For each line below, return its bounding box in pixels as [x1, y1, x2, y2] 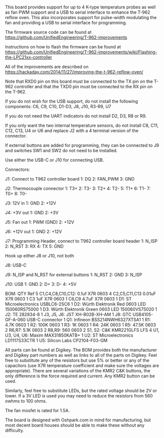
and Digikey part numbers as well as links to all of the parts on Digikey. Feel [5, 352, 158, 358]
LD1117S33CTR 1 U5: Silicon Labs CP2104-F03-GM [5, 338, 108, 343]
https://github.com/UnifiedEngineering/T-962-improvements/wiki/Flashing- [5, 49, 158, 55]
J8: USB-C [5, 262, 27, 268]
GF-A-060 [5, 317, 26, 323]
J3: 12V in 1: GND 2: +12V [5, 200, 56, 206]
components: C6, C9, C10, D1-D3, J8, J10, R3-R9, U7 [5, 104, 112, 109]
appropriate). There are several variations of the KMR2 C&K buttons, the [5, 368, 151, 373]
